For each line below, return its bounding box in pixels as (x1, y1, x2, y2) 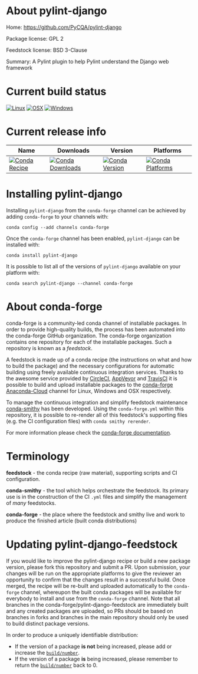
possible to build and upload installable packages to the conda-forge (6, 381, 173, 388)
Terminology (6, 449, 70, 463)
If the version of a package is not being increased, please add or (14, 643, 172, 650)
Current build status (6, 85, 107, 98)
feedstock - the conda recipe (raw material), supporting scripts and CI (6, 469, 178, 476)
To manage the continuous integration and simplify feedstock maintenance (6, 399, 188, 406)
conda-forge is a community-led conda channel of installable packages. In (6, 320, 187, 327)
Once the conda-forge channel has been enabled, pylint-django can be (6, 235, 180, 242)
